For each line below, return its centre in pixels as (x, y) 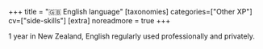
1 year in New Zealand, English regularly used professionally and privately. (132, 36)
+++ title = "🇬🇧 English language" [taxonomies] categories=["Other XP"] (130, 12)
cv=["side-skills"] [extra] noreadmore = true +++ (90, 20)
